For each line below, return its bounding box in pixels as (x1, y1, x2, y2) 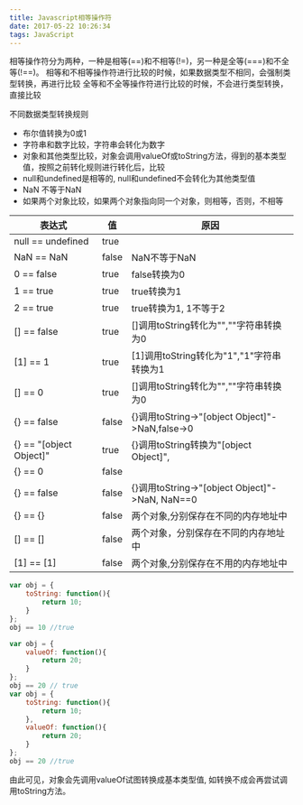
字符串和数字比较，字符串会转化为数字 (22, 139, 165, 150)
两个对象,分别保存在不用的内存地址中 (131, 557, 288, 569)
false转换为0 (131, 268, 186, 281)
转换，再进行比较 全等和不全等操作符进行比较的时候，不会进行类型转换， (16, 79, 289, 89)
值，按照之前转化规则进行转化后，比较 (22, 162, 165, 172)
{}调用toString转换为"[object (131, 439, 252, 451)
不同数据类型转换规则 (9, 109, 88, 120)
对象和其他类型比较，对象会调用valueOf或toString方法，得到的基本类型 (22, 151, 287, 162)
